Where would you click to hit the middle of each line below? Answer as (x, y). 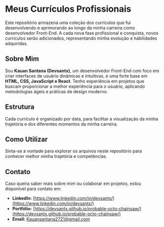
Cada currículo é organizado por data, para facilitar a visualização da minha (82, 119)
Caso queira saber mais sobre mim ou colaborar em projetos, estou (73, 184)
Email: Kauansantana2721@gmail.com (51, 219)
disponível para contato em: (33, 189)
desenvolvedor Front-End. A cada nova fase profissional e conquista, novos (82, 33)
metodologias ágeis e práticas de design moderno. (56, 91)
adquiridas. (16, 43)
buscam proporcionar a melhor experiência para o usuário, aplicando (75, 86)
